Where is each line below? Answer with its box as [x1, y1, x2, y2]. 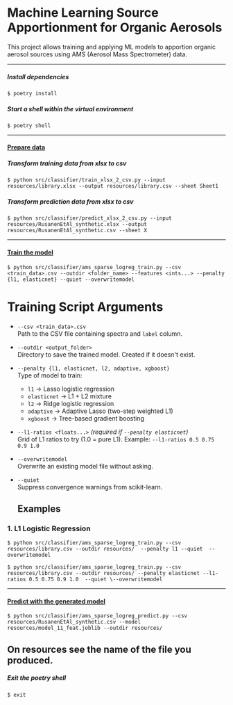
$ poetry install [7, 90, 58, 97]
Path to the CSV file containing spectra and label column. [17, 329, 182, 338]
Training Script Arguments [7, 299, 164, 314]
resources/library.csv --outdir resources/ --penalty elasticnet [7, 570, 200, 577]
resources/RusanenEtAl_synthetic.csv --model [7, 619, 141, 626]
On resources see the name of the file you [7, 643, 192, 655]
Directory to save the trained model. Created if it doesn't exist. [17, 350, 196, 359]
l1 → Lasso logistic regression [27, 384, 114, 393]
